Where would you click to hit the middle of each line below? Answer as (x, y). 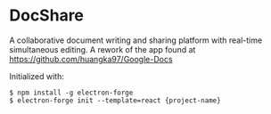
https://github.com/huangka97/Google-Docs (91, 59)
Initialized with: (37, 76)
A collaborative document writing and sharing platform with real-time (136, 40)
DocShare (47, 16)
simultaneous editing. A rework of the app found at (103, 49)
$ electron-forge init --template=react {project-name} (115, 100)
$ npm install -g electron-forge (71, 93)
